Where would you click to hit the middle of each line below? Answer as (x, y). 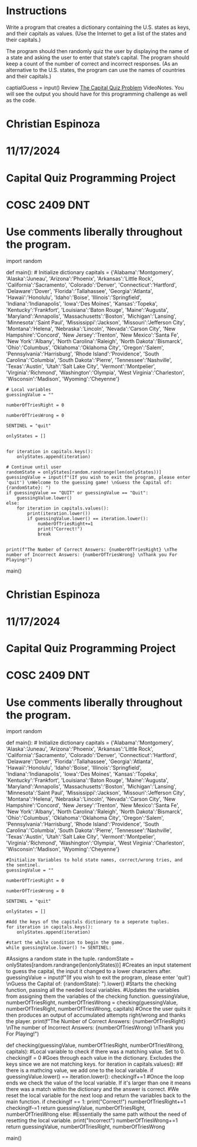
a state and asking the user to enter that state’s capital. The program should (98, 57)
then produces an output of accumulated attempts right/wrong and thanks (96, 1015)
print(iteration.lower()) (59, 513)
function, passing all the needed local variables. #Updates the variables (93, 990)
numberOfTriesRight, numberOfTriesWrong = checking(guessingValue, (92, 1003)
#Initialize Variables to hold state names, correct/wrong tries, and (94, 860)
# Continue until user (34, 467)
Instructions (36, 11)
